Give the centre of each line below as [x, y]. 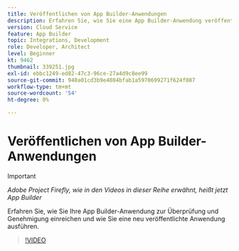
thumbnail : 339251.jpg [41, 67]
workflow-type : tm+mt [39, 87]
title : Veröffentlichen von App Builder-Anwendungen [87, 14]
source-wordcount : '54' [43, 93]
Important [22, 176]
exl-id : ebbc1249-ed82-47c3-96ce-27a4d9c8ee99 [78, 73]
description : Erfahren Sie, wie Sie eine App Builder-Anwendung [105, 21]
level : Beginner [31, 54]
